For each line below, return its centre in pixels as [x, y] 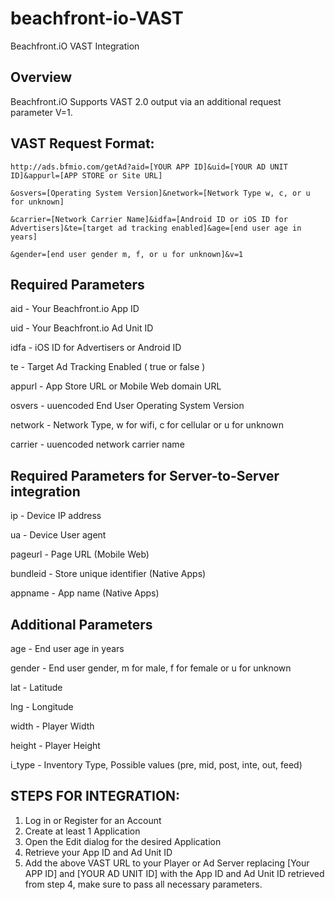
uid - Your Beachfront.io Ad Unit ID [82, 328]
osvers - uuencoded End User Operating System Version [127, 406]
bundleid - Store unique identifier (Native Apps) [108, 574]
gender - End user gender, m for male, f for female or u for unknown [151, 668]
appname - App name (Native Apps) [85, 593]
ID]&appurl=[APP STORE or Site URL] [86, 175]
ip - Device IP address [56, 516]
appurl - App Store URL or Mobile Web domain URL [116, 386]
